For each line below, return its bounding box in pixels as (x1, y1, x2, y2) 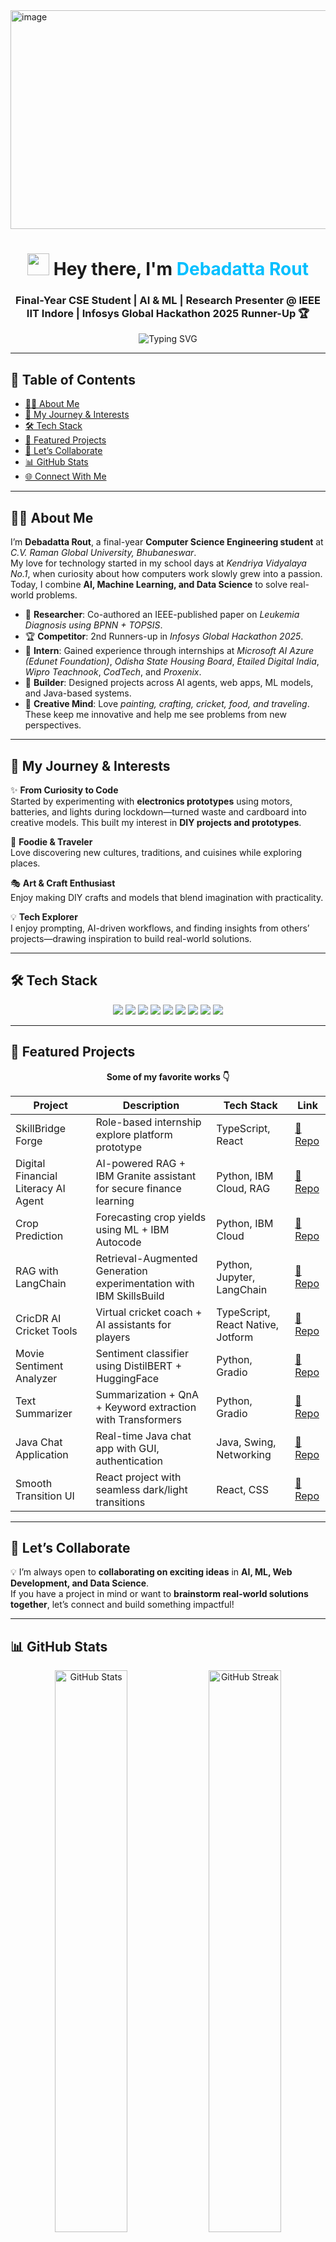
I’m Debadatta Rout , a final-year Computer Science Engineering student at (10, 536, 324, 548)
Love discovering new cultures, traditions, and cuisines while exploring (10, 846, 303, 858)
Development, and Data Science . (10, 1577, 150, 1589)
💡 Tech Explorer (10, 910, 78, 923)
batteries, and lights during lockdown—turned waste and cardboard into (10, 805, 307, 818)
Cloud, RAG (216, 1181, 271, 1195)
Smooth (15, 1476, 53, 1490)
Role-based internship (95, 1115, 202, 1129)
